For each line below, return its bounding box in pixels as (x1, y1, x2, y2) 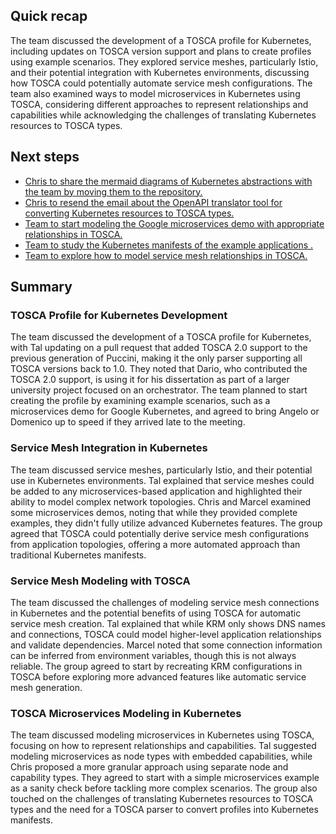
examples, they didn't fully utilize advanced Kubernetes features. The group (10, 517, 323, 529)
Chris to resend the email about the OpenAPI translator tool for (24, 196, 283, 208)
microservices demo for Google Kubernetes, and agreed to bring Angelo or (10, 405, 320, 418)
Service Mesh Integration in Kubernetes (10, 441, 208, 455)
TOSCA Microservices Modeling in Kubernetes (10, 706, 242, 720)
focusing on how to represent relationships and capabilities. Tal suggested (10, 740, 317, 752)
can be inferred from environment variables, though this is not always (10, 649, 297, 661)
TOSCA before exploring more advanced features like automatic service (10, 670, 307, 683)
